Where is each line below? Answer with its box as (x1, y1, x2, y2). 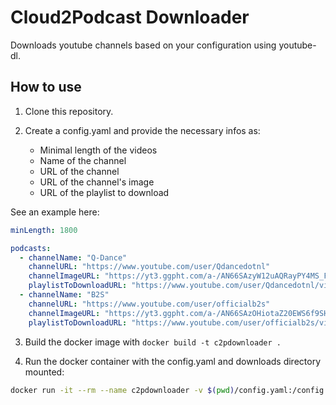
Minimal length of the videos (39, 144, 158, 156)
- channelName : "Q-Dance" (19, 252, 128, 263)
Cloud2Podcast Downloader (10, 6, 250, 29)
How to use (10, 79, 82, 96)
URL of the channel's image (39, 176, 155, 188)
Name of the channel (39, 154, 127, 166)
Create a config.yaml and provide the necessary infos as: (24, 124, 261, 136)
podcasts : (10, 243, 52, 253)
